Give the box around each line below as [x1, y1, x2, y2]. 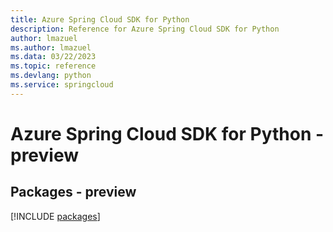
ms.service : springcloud [10, 80, 114, 90]
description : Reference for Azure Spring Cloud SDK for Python [10, 24, 280, 34]
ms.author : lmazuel [10, 42, 92, 53]
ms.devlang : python [10, 71, 92, 81]
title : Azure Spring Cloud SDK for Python [10, 14, 190, 25]
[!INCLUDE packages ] [10, 210, 101, 222]
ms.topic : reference [10, 61, 97, 71]
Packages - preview [10, 184, 137, 201]
